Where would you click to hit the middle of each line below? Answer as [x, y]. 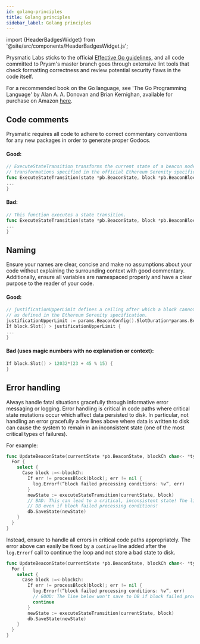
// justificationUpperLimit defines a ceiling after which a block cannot [101, 310]
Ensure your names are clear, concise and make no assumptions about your [99, 264]
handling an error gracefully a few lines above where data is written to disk [98, 421]
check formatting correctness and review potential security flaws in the [94, 70]
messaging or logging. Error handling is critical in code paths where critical [98, 408]
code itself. [20, 77]
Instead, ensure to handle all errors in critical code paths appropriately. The [99, 540]
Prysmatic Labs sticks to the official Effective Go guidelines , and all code [95, 58]
